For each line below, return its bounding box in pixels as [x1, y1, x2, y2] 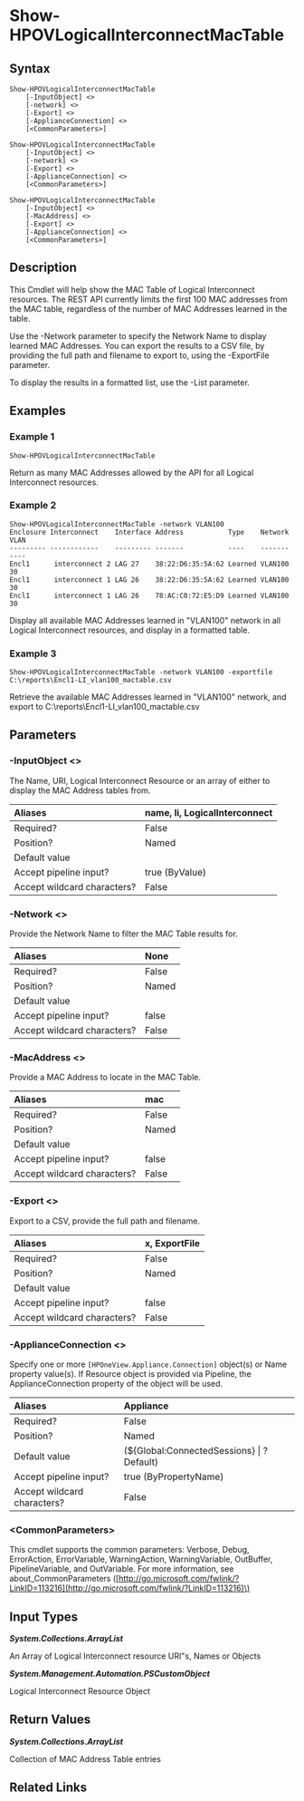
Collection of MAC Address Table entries [9, 1753, 161, 1764]
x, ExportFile [144, 1236, 201, 1249]
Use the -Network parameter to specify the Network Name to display [9, 330, 267, 341]
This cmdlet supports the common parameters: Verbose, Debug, [9, 1544, 251, 1555]
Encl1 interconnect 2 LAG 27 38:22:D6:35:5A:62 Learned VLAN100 [9, 559, 290, 568]
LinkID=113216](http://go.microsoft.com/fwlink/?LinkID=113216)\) [9, 1583, 251, 1593]
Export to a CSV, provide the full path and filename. [9, 1215, 201, 1226]
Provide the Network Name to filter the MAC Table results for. [9, 928, 238, 939]
